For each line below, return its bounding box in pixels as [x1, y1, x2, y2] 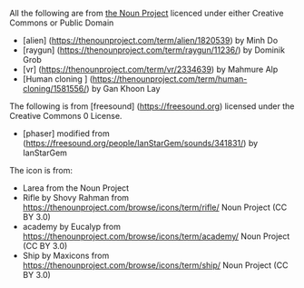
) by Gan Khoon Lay [85, 84, 161, 94]
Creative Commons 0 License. [9, 111, 123, 121]
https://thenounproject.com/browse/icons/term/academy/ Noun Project [22, 231, 290, 242]
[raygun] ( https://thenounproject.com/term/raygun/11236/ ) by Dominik [22, 45, 286, 55]
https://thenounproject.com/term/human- [92, 74, 248, 84]
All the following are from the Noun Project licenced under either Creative [9, 8, 284, 18]
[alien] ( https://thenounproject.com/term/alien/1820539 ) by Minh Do [22, 35, 279, 45]
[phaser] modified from [22, 128, 111, 139]
